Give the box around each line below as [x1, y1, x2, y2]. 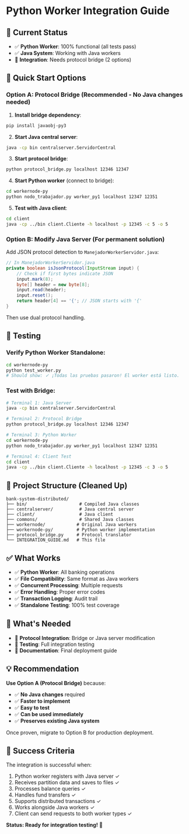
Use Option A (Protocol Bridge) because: [6, 679, 106, 686]
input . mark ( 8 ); [16, 276, 54, 282]
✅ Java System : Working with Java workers [14, 50, 121, 56]
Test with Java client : [14, 205, 68, 212]
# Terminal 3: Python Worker [6, 432, 77, 438]
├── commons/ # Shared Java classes [6, 517, 134, 523]
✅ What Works [6, 553, 61, 563]
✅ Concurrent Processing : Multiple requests [14, 581, 123, 588]
